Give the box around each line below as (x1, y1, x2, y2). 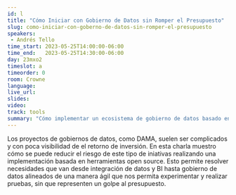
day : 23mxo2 (7, 56, 42, 63)
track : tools (7, 108, 46, 115)
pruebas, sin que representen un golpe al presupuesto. (7, 179, 166, 187)
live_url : (7, 89, 37, 96)
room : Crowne (7, 75, 46, 83)
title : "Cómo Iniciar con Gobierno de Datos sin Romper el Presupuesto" (7, 17, 225, 24)
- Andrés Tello (10, 37, 55, 44)
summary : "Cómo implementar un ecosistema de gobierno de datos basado (7, 115, 221, 122)
